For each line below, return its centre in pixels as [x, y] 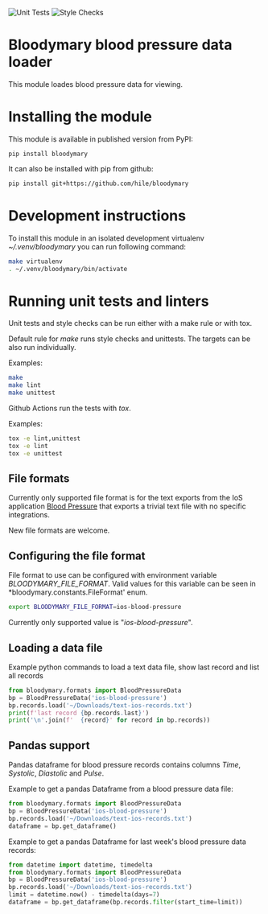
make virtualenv [35, 261]
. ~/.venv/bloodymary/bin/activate [68, 269]
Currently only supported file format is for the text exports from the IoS [126, 498]
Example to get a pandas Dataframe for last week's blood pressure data [128, 842]
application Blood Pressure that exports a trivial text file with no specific [128, 506]
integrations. [29, 515]
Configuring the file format [77, 556]
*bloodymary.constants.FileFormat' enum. [78, 592]
